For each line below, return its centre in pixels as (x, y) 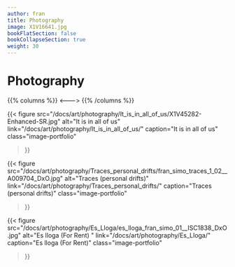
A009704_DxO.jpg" (35, 178)
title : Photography (36, 20)
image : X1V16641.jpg (37, 27)
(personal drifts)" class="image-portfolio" (67, 193)
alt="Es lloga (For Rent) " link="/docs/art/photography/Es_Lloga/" (117, 235)
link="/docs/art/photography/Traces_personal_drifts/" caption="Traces (109, 186)
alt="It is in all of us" (91, 121)
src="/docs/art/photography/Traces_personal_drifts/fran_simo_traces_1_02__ (117, 171)
